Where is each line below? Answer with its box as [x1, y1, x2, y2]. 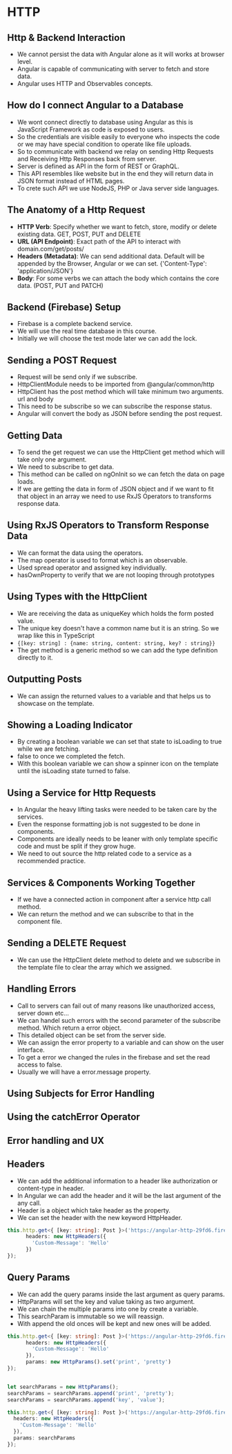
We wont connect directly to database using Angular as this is [17, 118, 193, 126]
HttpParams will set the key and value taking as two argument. [17, 1297, 195, 1305]
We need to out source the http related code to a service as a [17, 849, 192, 858]
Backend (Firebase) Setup [7, 302, 122, 313]
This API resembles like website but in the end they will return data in [17, 169, 214, 177]
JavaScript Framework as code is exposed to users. [17, 125, 165, 134]
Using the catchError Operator [7, 1111, 140, 1123]
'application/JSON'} [17, 266, 74, 275]
